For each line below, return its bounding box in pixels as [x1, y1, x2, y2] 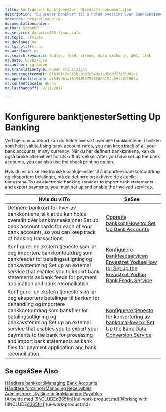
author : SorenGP [5, 26, 39, 31]
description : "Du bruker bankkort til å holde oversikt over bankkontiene [5, 12, 163, 17]
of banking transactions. [7, 235, 64, 242]
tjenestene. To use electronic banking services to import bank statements [5, 179, 154, 185]
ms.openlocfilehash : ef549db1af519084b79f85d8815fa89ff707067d [5, 76, 138, 81]
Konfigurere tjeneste [106, 307, 153, 314]
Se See [124, 196, 140, 203]
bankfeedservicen [106, 253, 148, 260]
